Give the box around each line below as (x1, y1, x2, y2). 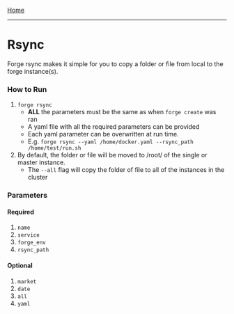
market (17, 278, 37, 285)
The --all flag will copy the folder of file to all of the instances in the (27, 166, 225, 174)
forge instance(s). (7, 67, 58, 75)
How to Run (7, 84, 47, 94)
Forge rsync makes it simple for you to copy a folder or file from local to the (7, 59, 224, 68)
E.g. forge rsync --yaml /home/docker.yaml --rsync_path (27, 137, 194, 146)
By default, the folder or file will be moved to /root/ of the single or (17, 151, 208, 159)
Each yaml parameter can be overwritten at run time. (27, 130, 179, 139)
